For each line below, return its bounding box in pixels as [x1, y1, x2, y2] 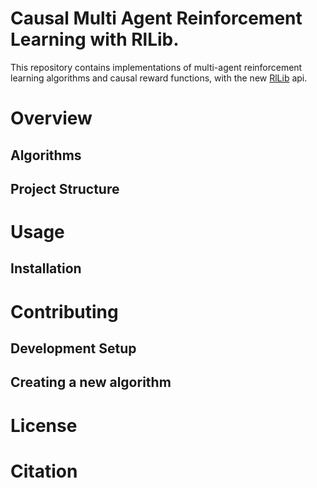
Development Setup [10, 340, 137, 357]
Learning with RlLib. [10, 28, 180, 51]
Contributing [10, 300, 119, 323]
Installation [10, 260, 82, 277]
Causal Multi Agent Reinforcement [10, 7, 303, 30]
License [10, 414, 78, 437]
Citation [10, 460, 78, 482]
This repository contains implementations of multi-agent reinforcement [10, 61, 303, 73]
